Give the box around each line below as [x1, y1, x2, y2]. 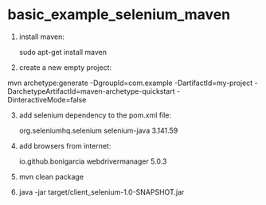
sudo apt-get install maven [18, 47, 108, 56]
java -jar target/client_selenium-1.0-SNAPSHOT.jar [18, 187, 185, 196]
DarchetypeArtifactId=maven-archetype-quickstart [7, 86, 176, 96]
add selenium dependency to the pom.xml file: [18, 110, 172, 120]
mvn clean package [18, 172, 84, 181]
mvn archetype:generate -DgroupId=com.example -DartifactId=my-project [7, 78, 253, 87]
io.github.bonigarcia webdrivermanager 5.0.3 [18, 157, 167, 166]
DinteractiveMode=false [7, 95, 87, 104]
